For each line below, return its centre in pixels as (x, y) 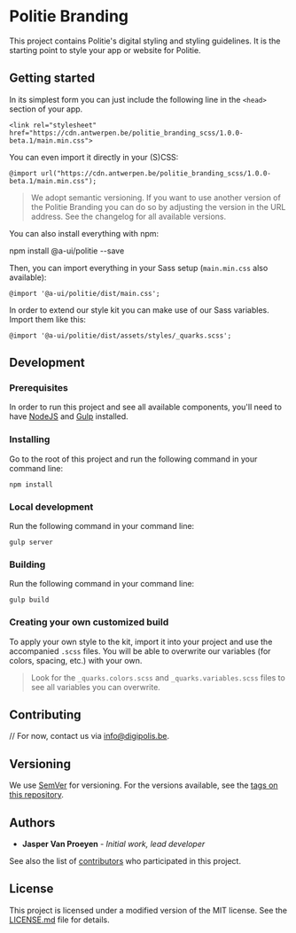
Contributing (45, 715)
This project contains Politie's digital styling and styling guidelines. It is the (145, 41)
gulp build (29, 600)
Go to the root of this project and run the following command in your (133, 459)
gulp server (31, 542)
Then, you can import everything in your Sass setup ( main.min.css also (139, 268)
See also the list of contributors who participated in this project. (125, 861)
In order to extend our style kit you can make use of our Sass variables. (140, 310)
